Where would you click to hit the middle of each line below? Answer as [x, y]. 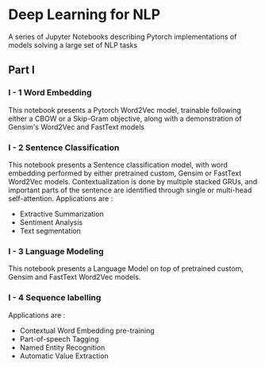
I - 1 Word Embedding [50, 93]
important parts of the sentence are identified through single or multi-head [130, 190]
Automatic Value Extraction [64, 356]
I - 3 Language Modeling [56, 251]
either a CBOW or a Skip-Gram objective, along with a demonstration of [125, 118]
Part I [22, 70]
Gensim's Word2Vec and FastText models [77, 127]
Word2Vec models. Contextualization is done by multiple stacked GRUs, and [133, 181]
